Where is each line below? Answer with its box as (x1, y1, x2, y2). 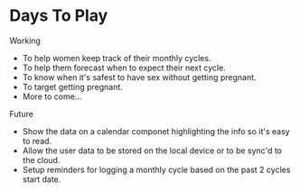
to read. (22, 135, 52, 146)
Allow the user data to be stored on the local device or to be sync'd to (22, 145, 283, 156)
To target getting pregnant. (22, 81, 124, 92)
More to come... (22, 91, 82, 102)
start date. (22, 173, 61, 185)
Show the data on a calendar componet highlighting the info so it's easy (22, 125, 291, 136)
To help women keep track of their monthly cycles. (22, 52, 211, 63)
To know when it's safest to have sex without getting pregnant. (22, 71, 257, 82)
